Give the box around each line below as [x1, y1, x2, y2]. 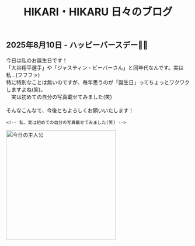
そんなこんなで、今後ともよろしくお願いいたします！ [6, 106, 134, 114]
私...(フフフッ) [6, 71, 40, 78]
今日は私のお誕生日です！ [6, 57, 68, 64]
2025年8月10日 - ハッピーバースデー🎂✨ [6, 40, 148, 50]
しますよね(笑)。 [6, 86, 46, 93]
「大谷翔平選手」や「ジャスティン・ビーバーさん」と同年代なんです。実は [6, 64, 184, 71]
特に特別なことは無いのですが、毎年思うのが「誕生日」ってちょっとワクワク [6, 78, 190, 85]
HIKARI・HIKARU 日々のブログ [23, 5, 173, 19]
